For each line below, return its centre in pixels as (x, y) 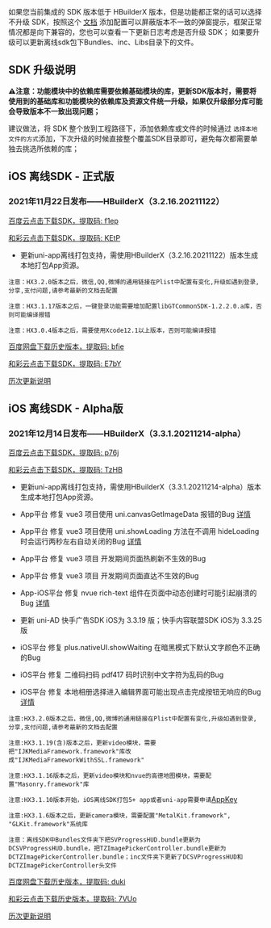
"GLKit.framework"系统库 (48, 825)
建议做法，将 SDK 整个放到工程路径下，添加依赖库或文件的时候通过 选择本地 (133, 128)
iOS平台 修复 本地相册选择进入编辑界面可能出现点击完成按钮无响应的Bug (140, 692)
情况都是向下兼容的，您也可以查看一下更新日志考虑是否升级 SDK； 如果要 (131, 32)
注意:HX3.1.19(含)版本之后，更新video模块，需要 (82, 743)
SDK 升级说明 (42, 70)
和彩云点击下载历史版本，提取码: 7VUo (73, 899)
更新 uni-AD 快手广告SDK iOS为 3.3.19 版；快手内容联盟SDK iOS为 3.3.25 (141, 620)
